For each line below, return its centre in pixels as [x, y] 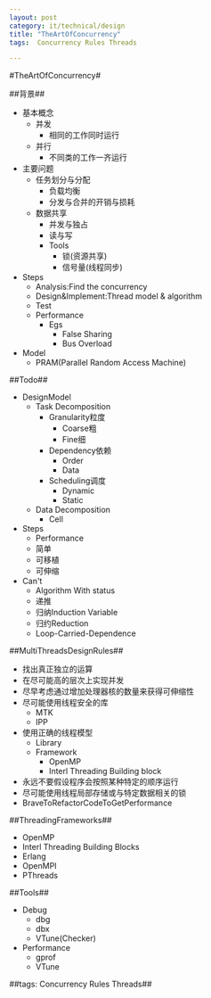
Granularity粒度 [77, 417]
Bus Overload [87, 343]
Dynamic [78, 491]
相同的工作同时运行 [84, 136]
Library [49, 743]
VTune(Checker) [65, 938]
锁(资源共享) [85, 256]
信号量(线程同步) [92, 268]
